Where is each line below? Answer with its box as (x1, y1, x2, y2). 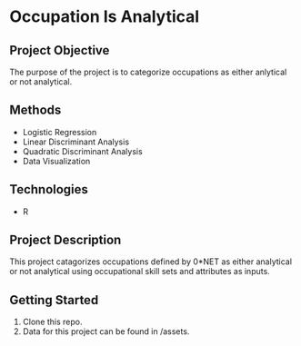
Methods (9, 103, 62, 118)
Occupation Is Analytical (9, 6, 200, 27)
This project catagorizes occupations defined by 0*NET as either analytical (9, 256, 293, 267)
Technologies (9, 182, 89, 197)
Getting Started (9, 292, 99, 308)
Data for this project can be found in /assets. (22, 326, 190, 337)
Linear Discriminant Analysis (22, 136, 130, 147)
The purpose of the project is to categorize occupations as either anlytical (9, 66, 287, 77)
